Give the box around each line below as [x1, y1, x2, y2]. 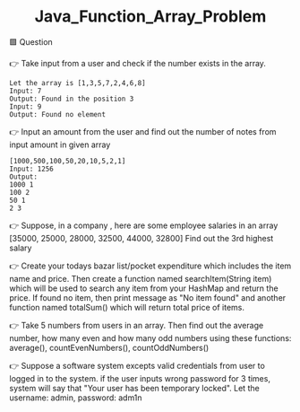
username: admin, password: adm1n [9, 392, 142, 403]
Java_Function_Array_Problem [34, 6, 267, 27]
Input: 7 [9, 86, 42, 95]
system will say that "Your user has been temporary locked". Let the [9, 382, 260, 393]
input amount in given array [9, 139, 111, 150]
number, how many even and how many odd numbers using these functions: [9, 332, 292, 343]
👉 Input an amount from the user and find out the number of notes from [9, 126, 277, 136]
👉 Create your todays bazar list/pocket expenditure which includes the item [9, 260, 292, 271]
